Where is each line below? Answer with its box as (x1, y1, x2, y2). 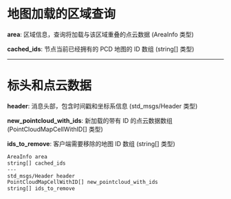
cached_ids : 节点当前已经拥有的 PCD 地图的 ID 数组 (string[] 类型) (7, 45, 195, 53)
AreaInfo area (7, 153, 48, 160)
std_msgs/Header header (7, 172, 76, 179)
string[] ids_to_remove (7, 185, 76, 192)
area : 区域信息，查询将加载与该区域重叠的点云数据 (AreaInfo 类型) (7, 30, 195, 38)
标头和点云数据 (7, 78, 92, 93)
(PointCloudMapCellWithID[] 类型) (7, 125, 103, 133)
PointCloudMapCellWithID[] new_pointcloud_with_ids (7, 179, 158, 186)
